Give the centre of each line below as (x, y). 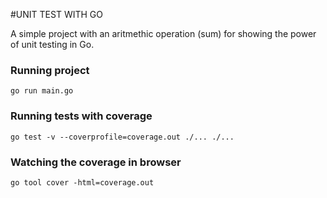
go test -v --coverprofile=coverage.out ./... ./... (122, 137)
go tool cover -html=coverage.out (82, 182)
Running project (50, 70)
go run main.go (42, 91)
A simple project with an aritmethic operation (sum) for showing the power (163, 33)
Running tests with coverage (81, 116)
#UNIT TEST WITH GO (56, 14)
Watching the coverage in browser (96, 162)
